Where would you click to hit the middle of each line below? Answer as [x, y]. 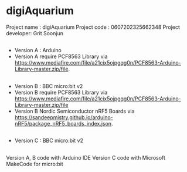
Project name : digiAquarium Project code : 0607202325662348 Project [93, 27]
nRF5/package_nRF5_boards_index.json [63, 123]
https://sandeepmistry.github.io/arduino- [64, 117]
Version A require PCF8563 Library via [61, 56]
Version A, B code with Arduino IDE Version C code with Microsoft [86, 157]
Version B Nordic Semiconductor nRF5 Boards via [74, 111]
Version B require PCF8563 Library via [61, 92]
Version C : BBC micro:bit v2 [49, 141]
